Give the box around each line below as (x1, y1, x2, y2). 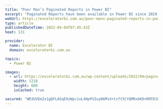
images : (5, 70, 21, 74)
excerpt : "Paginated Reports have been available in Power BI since (5, 12, 147, 17)
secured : (5, 96, 23, 101)
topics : (5, 56, 21, 61)
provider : (5, 38, 25, 44)
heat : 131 (5, 30, 25, 35)
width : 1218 (14, 79, 38, 84)
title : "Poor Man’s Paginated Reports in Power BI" (5, 7, 112, 12)
